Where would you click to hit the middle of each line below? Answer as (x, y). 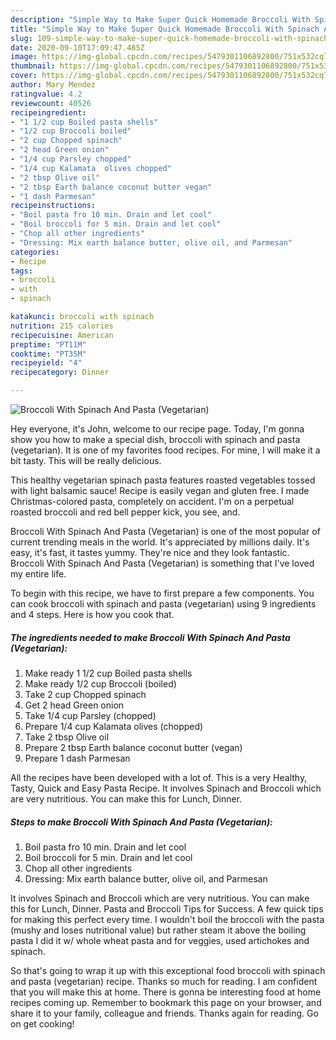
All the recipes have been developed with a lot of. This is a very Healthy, (159, 777)
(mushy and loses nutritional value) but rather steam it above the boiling (158, 930)
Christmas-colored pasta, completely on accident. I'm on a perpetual (152, 501)
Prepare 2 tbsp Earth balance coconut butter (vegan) (133, 747)
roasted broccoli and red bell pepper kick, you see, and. (125, 512)
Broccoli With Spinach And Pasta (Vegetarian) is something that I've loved (162, 563)
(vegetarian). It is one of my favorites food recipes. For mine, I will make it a (165, 450)
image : (24, 57)
